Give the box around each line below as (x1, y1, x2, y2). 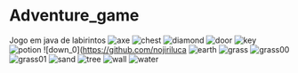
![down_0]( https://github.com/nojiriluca (43, 44, 187, 54)
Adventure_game (9, 5, 140, 26)
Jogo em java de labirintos (9, 35, 107, 45)
